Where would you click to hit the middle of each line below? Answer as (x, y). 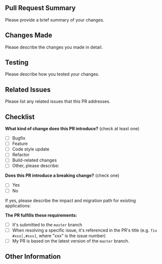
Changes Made (29, 36)
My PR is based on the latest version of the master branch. (71, 241)
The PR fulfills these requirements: (41, 215)
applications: (18, 206)
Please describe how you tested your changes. (52, 74)
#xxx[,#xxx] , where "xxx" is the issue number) (59, 236)
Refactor (21, 155)
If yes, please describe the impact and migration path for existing (71, 200)
